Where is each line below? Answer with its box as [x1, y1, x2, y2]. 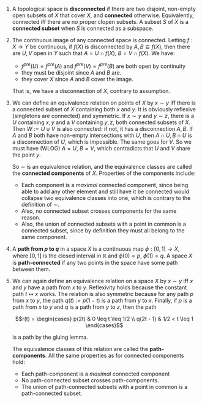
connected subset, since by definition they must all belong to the [21, 226, 185, 234]
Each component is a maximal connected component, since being [21, 181, 189, 188]
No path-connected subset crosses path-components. [21, 376, 159, 384]
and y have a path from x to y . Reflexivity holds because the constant [12, 284, 187, 291]
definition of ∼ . [21, 201, 60, 208]
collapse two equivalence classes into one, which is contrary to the [21, 194, 191, 201]
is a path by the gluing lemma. [12, 333, 89, 341]
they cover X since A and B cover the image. [21, 75, 133, 83]
